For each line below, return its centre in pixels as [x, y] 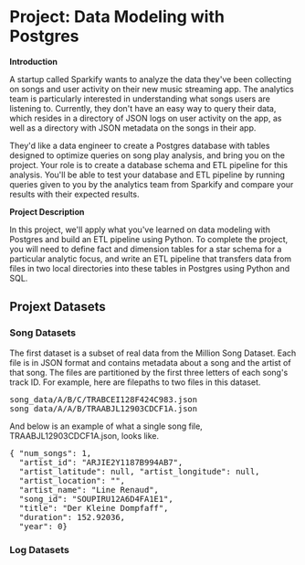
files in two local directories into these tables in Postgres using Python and [150, 268]
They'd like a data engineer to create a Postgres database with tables [140, 145]
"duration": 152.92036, [72, 517]
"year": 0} [43, 526]
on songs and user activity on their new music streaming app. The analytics [152, 89]
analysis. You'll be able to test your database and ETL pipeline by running [147, 175]
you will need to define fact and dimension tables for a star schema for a [146, 249]
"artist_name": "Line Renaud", [89, 490]
